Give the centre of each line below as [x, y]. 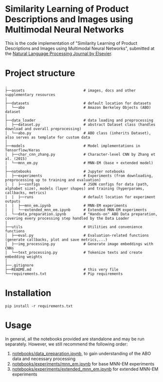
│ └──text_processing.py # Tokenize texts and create [74, 252]
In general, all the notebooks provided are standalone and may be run [75, 339]
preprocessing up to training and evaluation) [53, 180]
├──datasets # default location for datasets [78, 103]
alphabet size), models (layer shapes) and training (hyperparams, [75, 189]
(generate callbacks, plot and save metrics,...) [56, 240]
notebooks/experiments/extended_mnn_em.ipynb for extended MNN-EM [85, 369]
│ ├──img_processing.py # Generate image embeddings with [79, 244]
